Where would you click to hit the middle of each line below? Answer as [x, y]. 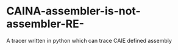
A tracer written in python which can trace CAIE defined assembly [89, 40]
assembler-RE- [45, 24]
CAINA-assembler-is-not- [74, 11]
